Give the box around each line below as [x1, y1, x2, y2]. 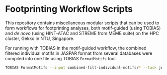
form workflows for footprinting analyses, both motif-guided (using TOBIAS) [5, 25, 161, 31]
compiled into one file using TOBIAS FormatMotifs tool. [5, 55, 117, 61]
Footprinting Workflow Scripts [5, 3, 133, 15]
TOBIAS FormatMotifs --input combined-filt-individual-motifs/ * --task [5, 65, 157, 70]
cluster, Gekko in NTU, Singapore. [5, 36, 75, 41]
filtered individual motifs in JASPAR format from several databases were [5, 50, 153, 56]
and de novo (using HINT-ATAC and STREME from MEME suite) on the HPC [5, 30, 159, 36]
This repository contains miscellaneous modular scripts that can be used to [5, 20, 160, 26]
